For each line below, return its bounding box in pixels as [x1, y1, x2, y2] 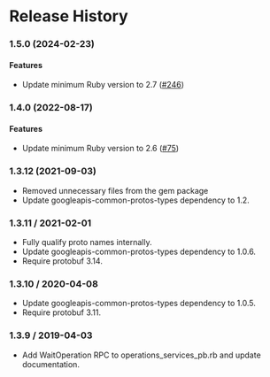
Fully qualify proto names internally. [21, 237, 152, 248]
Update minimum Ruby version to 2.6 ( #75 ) [21, 143, 180, 154]
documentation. [21, 358, 80, 369]
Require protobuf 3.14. [21, 256, 104, 266]
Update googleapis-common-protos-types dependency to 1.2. [21, 195, 250, 205]
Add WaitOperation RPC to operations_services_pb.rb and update [21, 350, 261, 360]
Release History [9, 6, 128, 27]
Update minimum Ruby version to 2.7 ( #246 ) [21, 80, 184, 90]
